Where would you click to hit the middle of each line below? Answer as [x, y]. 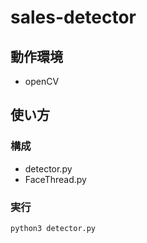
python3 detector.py [53, 228]
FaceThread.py [55, 179]
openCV [42, 81]
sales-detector [73, 17]
